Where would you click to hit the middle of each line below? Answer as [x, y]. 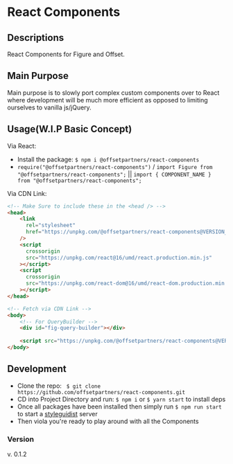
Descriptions [36, 38]
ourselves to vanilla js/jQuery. [49, 107]
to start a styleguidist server [58, 413]
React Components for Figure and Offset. [66, 54]
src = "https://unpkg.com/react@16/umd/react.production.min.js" [119, 258]
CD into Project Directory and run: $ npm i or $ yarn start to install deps [121, 399]
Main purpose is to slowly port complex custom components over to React [113, 92]
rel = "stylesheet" [51, 226]
